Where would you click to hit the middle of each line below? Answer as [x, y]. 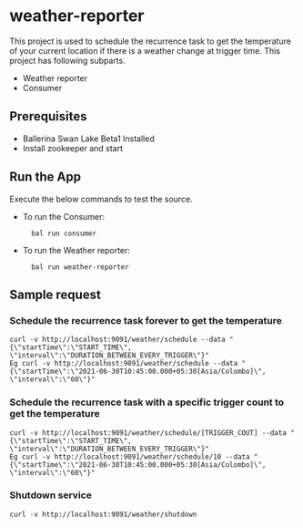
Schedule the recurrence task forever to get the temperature [146, 320]
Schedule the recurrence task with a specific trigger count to [147, 402]
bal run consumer [64, 233]
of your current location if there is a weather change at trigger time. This [145, 50]
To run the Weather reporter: [76, 250]
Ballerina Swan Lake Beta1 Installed [88, 139]
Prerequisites [48, 116]
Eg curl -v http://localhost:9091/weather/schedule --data [124, 364]
